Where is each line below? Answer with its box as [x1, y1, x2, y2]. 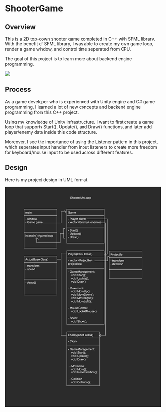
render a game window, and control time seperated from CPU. [5, 46, 131, 52]
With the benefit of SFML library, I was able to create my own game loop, [5, 41, 154, 47]
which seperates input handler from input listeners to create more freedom [5, 144, 157, 150]
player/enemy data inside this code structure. [5, 129, 97, 135]
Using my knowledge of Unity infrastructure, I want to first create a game [5, 119, 154, 124]
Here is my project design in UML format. [5, 176, 89, 183]
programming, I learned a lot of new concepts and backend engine [5, 104, 141, 110]
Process [5, 85, 31, 94]
